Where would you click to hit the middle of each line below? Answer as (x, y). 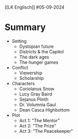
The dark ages (34, 57)
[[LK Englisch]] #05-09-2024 (35, 7)
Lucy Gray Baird (36, 94)
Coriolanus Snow (37, 89)
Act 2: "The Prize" (38, 126)
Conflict (20, 67)
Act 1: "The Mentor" (39, 120)
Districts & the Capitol (41, 51)
